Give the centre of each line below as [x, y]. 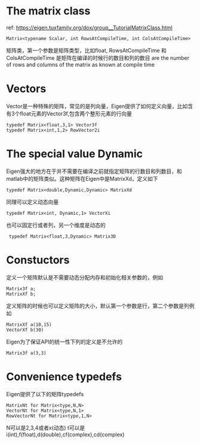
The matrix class [48, 11]
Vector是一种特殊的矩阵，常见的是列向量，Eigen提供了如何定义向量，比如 [97, 106]
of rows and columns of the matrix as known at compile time [81, 65]
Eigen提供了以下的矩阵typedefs [45, 394]
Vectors [26, 89]
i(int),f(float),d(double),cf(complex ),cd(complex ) [65, 434]
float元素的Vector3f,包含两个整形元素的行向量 [76, 113]
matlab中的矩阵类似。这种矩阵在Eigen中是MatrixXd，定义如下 [82, 178]
